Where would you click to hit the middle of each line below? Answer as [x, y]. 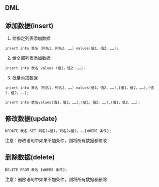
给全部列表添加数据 [31, 58]
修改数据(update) [31, 119]
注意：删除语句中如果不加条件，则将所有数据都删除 [56, 179]
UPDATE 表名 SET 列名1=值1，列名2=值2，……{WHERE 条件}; [58, 131]
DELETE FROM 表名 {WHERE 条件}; [36, 170]
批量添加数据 [25, 78]
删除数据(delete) [30, 157]
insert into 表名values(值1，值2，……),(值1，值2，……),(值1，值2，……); [73, 102]
